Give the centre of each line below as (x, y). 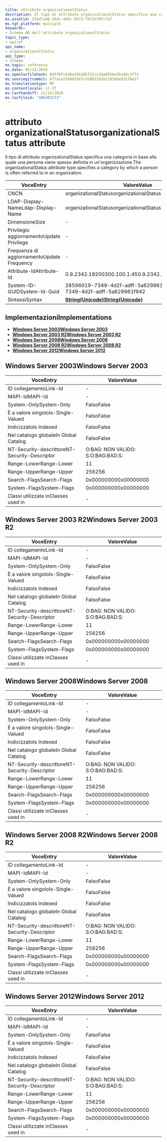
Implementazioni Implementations (58, 317)
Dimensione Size (27, 222)
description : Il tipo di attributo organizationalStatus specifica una (81, 14)
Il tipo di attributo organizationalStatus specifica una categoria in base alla (81, 157)
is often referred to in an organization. (44, 173)
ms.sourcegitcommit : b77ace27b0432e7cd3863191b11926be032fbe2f (72, 79)
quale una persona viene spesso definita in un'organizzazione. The (73, 163)
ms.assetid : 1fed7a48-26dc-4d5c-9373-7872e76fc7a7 (59, 19)
